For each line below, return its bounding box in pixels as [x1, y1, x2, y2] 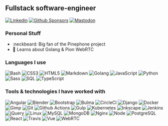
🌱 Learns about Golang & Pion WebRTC [12, 46, 94, 52]
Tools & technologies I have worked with [5, 88, 105, 95]
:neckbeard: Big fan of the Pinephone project [12, 41, 106, 47]
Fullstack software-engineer [5, 4, 96, 12]
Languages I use [5, 59, 46, 66]
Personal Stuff [5, 29, 41, 36]
